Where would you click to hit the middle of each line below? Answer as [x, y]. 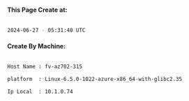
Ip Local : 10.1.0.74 [40, 92]
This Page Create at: [37, 10]
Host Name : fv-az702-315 [45, 67]
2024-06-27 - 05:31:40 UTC [46, 30]
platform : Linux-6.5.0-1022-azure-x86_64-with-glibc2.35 [95, 80]
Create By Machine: [37, 46]
